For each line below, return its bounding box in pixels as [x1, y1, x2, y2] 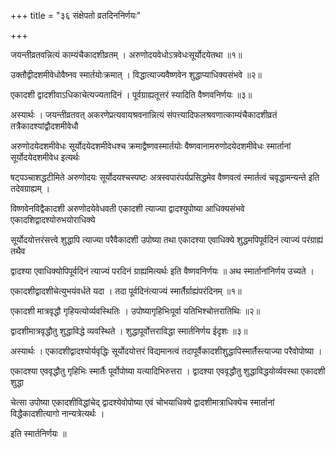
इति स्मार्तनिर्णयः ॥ [10, 428, 67, 439]
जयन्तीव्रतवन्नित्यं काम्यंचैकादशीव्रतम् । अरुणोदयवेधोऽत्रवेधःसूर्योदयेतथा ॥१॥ [10, 49, 243, 60]
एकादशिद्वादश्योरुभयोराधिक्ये [10, 214, 96, 225]
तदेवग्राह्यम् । [10, 183, 51, 194]
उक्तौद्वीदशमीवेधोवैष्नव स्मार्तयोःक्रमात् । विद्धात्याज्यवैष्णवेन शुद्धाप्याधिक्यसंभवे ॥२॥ [10, 69, 262, 80]
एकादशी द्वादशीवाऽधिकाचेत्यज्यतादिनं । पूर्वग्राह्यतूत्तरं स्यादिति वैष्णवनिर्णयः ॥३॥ [10, 89, 253, 100]
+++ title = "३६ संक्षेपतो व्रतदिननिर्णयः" [10, 10, 142, 21]
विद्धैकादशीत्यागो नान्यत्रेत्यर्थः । [10, 408, 105, 419]
